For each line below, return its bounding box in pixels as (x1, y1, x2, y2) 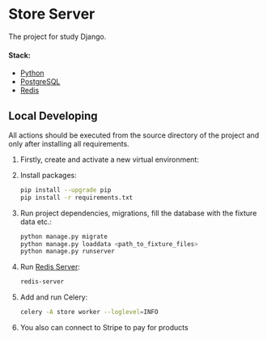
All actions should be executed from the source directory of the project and (8, 130, 260, 140)
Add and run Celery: (19, 292, 88, 302)
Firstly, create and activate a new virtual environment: (19, 155, 200, 164)
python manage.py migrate (19, 232, 108, 240)
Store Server (8, 5, 95, 23)
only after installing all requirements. (8, 138, 129, 148)
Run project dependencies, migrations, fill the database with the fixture (19, 208, 257, 218)
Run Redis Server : (19, 262, 81, 272)
